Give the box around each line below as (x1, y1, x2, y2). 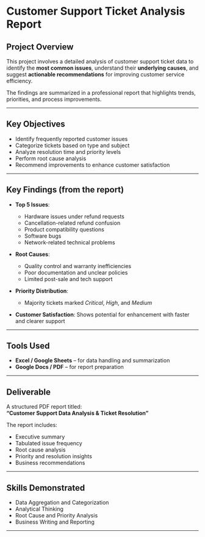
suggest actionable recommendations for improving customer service (6, 71, 185, 78)
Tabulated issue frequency (15, 440, 82, 447)
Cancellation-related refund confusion (24, 219, 121, 227)
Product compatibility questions (24, 225, 105, 233)
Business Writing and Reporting (15, 518, 95, 526)
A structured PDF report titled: (6, 403, 82, 411)
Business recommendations (15, 459, 85, 467)
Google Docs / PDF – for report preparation (15, 363, 124, 371)
